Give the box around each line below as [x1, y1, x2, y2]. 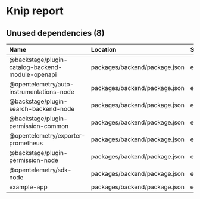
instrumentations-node [9, 88, 74, 96]
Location [91, 46, 117, 54]
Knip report [6, 4, 64, 18]
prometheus [9, 139, 43, 147]
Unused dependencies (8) [6, 28, 105, 38]
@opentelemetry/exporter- [9, 132, 86, 139]
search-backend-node [9, 105, 75, 113]
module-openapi [9, 70, 57, 79]
